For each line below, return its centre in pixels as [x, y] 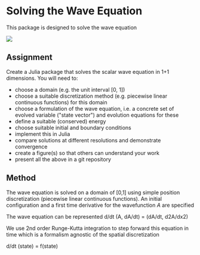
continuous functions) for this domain [61, 102]
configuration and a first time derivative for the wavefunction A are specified [100, 205]
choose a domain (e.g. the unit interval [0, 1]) [70, 89]
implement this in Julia [42, 134]
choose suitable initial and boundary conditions [73, 128]
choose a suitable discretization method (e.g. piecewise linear [91, 96]
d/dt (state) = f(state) [32, 246]
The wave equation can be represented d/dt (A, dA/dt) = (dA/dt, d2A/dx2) [97, 216]
